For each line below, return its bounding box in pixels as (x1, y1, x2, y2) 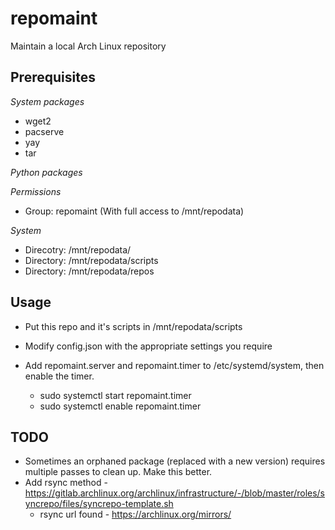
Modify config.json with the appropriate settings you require (24, 340, 273, 352)
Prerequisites (10, 69, 96, 86)
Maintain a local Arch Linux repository (10, 40, 167, 52)
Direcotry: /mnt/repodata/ (24, 243, 132, 256)
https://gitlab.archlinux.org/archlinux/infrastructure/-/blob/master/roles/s (24, 487, 326, 499)
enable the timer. (24, 370, 95, 382)
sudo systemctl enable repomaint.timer (39, 400, 202, 412)
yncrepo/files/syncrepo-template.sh (24, 498, 174, 510)
